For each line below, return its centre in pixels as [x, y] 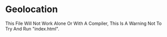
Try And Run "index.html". [32, 28]
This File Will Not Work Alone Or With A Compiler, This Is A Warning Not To [83, 23]
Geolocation [32, 9]
